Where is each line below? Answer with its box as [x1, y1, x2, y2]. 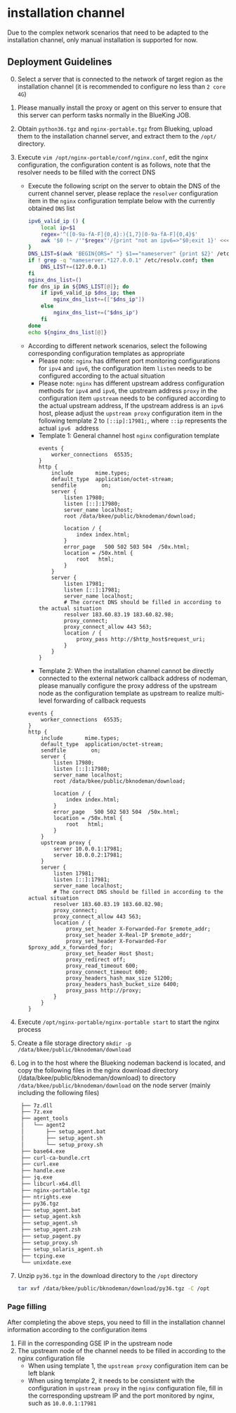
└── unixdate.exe [20, 1259, 72, 1266]
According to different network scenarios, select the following [27, 341, 207, 350]
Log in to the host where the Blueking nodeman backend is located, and [17, 1059, 226, 1067]
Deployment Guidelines [7, 56, 112, 68]
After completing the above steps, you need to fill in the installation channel [7, 1317, 225, 1326]
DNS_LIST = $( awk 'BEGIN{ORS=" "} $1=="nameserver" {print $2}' [27, 250, 214, 257]
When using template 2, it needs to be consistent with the [27, 1376, 195, 1385]
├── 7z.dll [20, 1102, 53, 1109]
